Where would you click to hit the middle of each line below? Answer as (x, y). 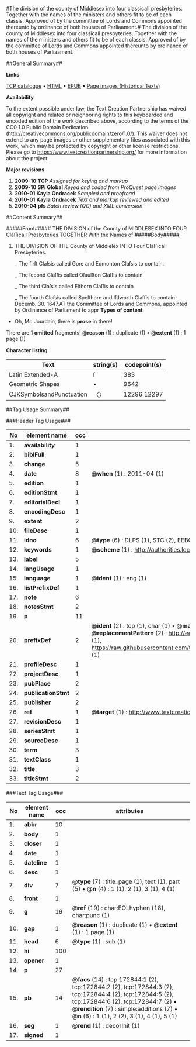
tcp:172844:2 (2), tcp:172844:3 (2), (123, 987)
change (35, 464)
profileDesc (41, 664)
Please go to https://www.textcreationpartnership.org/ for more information (97, 152)
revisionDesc (43, 721)
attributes (130, 811)
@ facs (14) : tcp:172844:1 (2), (115, 979)
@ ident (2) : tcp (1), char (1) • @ (137, 626)
